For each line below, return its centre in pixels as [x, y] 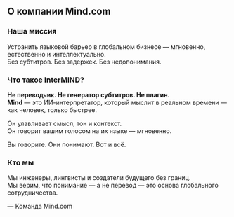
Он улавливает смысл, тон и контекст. [65, 123]
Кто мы [21, 162]
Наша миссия [32, 31]
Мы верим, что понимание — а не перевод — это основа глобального [113, 185]
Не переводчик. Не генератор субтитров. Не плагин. [89, 94]
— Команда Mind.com [40, 206]
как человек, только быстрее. [52, 110]
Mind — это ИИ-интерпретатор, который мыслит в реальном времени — [117, 102]
